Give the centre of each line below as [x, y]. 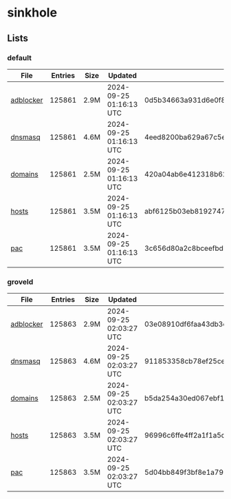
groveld [20, 282]
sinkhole [32, 13]
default [20, 58]
